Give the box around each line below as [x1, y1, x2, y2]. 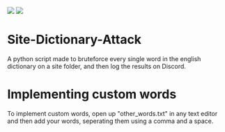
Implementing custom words [7, 87, 177, 102]
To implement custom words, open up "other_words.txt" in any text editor [7, 109, 218, 117]
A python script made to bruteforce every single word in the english [7, 54, 201, 63]
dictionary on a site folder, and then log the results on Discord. [7, 62, 187, 70]
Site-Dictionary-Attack [7, 32, 141, 48]
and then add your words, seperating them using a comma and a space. [7, 117, 214, 125]
